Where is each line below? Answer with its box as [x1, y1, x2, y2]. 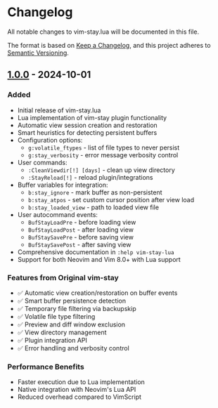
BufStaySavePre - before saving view [27, 232, 134, 241]
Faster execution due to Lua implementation [17, 378, 146, 386]
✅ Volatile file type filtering [17, 312, 96, 320]
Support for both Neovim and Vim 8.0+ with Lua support [17, 255, 181, 263]
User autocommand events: [17, 210, 98, 218]
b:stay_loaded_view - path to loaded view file [27, 203, 160, 211]
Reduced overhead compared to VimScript [17, 393, 142, 401]
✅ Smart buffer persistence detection [17, 296, 127, 305]
